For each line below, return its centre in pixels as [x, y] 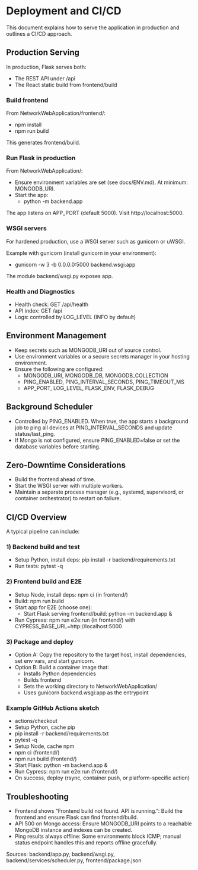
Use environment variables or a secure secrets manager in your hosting [102, 356]
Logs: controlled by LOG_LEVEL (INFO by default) [75, 317]
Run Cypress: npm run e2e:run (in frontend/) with [75, 620]
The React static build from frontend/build [66, 85]
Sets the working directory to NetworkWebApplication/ [90, 687]
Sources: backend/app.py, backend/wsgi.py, [61, 854]
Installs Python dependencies [60, 673]
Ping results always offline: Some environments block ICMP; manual [98, 836]
